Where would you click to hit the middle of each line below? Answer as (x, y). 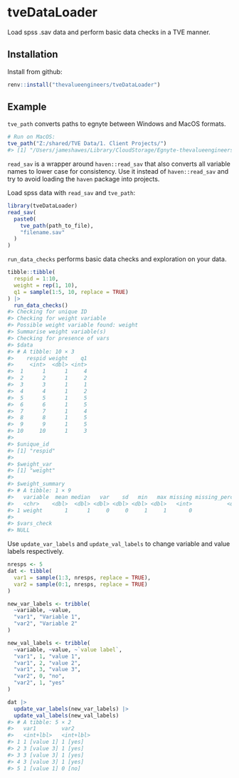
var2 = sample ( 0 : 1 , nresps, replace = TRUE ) (81, 584)
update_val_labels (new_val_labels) (67, 715)
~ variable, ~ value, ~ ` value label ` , (68, 650)
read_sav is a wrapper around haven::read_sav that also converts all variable (119, 164)
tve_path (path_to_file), (57, 226)
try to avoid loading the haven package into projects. (84, 179)
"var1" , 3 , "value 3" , (47, 670)
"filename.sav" (43, 232)
